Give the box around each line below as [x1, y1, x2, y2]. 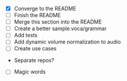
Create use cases [14, 45, 57, 52]
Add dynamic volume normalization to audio [14, 38, 121, 46]
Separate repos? [14, 57, 54, 64]
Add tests [14, 32, 38, 39]
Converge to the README [14, 5, 76, 12]
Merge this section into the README [14, 18, 102, 25]
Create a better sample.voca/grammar [14, 25, 107, 32]
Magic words [14, 68, 46, 76]
